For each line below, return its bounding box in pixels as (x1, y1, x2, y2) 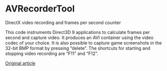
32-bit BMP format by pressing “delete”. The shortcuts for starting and (5, 45, 150, 51)
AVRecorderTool (5, 3, 75, 14)
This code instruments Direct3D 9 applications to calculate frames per (5, 29, 150, 35)
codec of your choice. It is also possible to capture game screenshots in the (5, 39, 162, 45)
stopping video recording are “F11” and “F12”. (5, 50, 99, 56)
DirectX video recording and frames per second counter (5, 19, 121, 25)
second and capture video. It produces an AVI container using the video (5, 34, 154, 40)
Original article (5, 60, 36, 66)
